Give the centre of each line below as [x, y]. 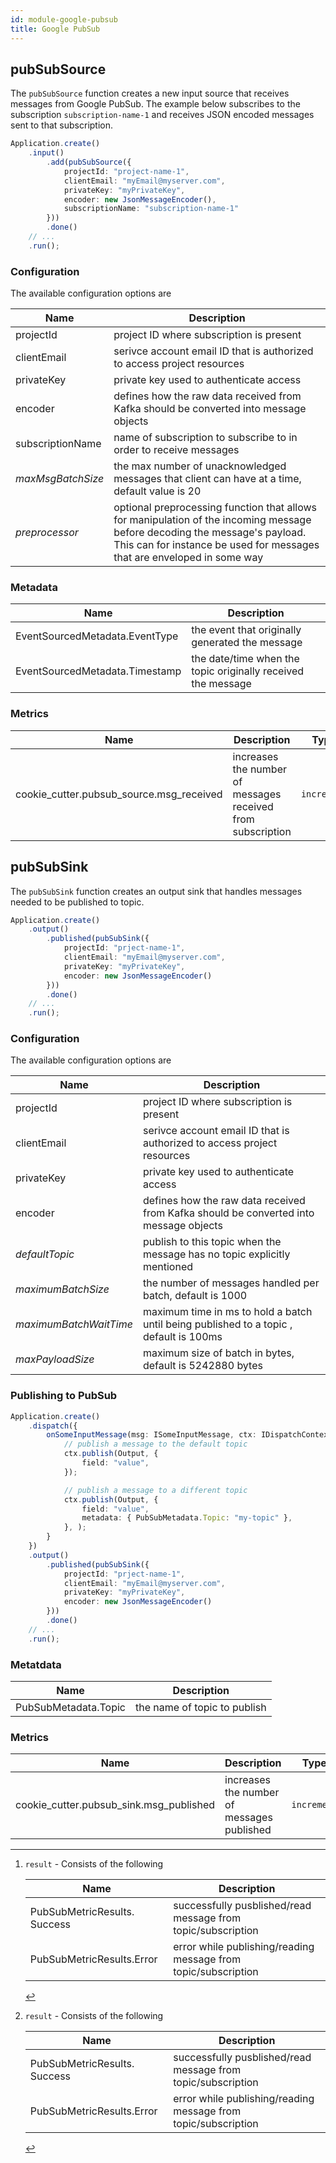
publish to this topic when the [212, 1242]
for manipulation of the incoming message [212, 520]
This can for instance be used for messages [216, 545]
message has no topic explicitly [216, 1254]
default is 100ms [182, 1337]
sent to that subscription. [62, 125]
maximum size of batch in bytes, [218, 1353]
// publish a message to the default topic [155, 1444]
